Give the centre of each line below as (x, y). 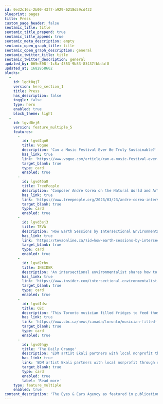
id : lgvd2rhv (35, 263)
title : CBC (33, 308)
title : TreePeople (41, 186)
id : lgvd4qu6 (35, 141)
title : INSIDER (37, 267)
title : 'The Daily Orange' (49, 349)
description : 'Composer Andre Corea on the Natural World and (86, 190)
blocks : (12, 73)
